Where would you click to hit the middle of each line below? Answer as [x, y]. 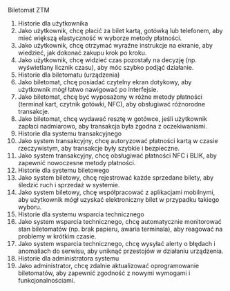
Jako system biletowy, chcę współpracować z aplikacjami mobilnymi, [116, 192]
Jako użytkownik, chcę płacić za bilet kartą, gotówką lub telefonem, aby [120, 31]
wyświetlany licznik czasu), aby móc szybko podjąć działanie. [106, 67]
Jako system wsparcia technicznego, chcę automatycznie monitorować [119, 222]
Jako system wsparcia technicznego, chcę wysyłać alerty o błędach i [117, 244]
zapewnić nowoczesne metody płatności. [77, 163]
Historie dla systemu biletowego [64, 170]
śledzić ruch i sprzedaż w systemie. [69, 185]
